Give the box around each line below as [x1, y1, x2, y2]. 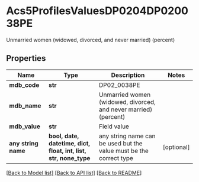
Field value [98, 122, 129, 131]
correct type [98, 154, 133, 162]
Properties [6, 53, 46, 63]
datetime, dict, [48, 139, 91, 147]
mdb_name [9, 102, 41, 110]
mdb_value [9, 122, 40, 131]
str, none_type [48, 154, 91, 162]
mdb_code [9, 81, 40, 89]
